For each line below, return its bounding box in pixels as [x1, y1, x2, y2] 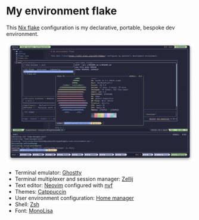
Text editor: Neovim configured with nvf [14, 182, 113, 189]
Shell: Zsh [14, 201, 40, 208]
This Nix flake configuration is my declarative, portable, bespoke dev [6, 24, 175, 31]
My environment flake [6, 4, 117, 18]
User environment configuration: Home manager [14, 194, 134, 201]
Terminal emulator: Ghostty [14, 169, 82, 176]
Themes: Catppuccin [14, 188, 67, 195]
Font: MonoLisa [14, 207, 53, 215]
